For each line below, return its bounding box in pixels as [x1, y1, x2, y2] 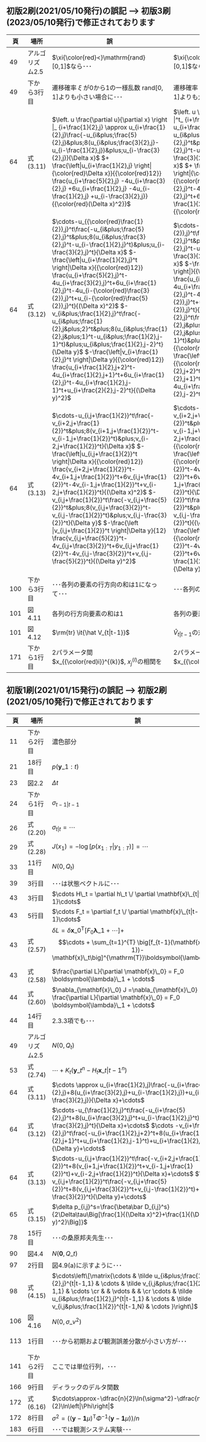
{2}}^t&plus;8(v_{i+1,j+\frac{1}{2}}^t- [51, 426, 160, 435]
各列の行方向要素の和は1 [51, 609, 124, 618]
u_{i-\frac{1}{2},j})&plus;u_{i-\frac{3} [51, 146, 160, 155]
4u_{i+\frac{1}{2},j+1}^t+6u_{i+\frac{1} [51, 370, 164, 379]
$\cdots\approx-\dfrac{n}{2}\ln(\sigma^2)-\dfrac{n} [51, 1394, 204, 1403]
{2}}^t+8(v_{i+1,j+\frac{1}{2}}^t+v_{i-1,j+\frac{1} [51, 1162, 193, 1170]
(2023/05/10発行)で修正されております [6, 17, 155, 28]
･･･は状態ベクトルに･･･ [51, 879, 120, 888]
